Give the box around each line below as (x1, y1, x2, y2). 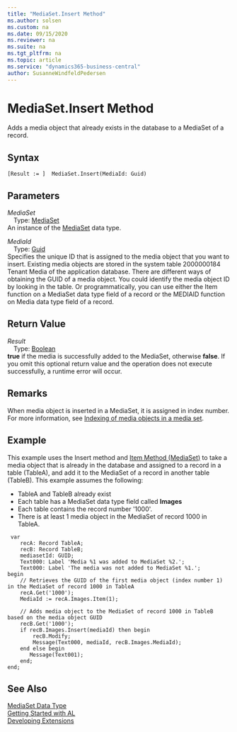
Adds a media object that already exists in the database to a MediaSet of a (7, 123, 224, 132)
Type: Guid (13, 245, 46, 254)
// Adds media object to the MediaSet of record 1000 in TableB (20, 607, 214, 615)
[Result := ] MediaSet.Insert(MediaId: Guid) (7, 171, 147, 178)
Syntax (7, 152, 40, 164)
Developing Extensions (7, 716, 74, 725)
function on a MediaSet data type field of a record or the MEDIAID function (7, 290, 225, 298)
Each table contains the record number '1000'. (17, 505, 153, 513)
